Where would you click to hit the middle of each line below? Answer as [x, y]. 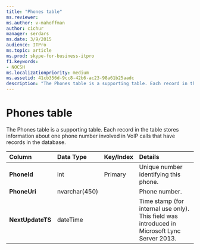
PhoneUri [23, 191]
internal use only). [164, 208]
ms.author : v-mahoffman [36, 23]
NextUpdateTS [30, 220]
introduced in [158, 223]
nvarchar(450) [78, 191]
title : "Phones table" [34, 12]
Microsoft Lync [160, 231]
